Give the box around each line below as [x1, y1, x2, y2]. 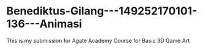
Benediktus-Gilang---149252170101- [6, 4, 197, 18]
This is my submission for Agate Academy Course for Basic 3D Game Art [6, 37, 190, 44]
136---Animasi [6, 17, 83, 31]
